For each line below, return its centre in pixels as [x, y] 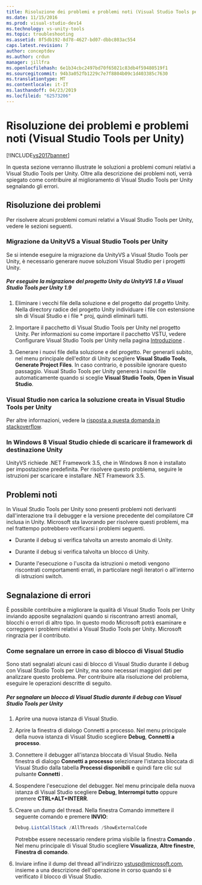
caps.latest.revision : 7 [37, 46]
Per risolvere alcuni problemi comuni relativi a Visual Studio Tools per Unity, [100, 219]
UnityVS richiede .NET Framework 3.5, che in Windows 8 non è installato [96, 463]
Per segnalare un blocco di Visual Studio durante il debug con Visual [94, 697]
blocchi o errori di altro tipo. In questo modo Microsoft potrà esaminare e [96, 622]
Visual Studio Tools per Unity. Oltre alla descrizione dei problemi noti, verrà [99, 173]
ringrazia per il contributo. [38, 635]
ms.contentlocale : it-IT [37, 85]
